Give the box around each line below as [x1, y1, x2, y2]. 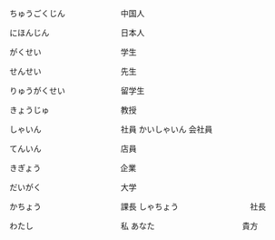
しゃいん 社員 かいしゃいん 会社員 [9, 124, 213, 135]
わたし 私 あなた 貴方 [9, 221, 259, 231]
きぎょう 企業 [9, 163, 137, 173]
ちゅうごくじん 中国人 [9, 8, 145, 18]
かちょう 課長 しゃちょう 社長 [9, 201, 266, 212]
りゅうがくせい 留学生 [9, 85, 145, 95]
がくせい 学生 [9, 46, 137, 57]
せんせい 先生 [9, 66, 137, 76]
